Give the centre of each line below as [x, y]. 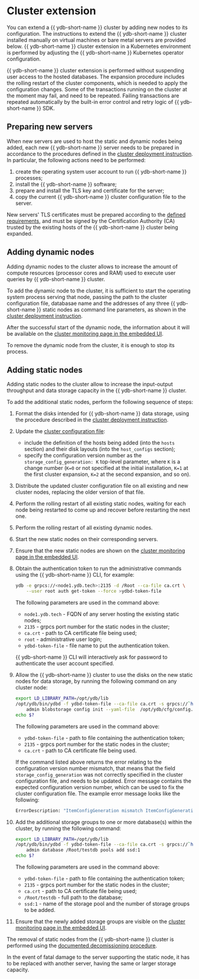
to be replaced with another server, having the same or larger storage [92, 963]
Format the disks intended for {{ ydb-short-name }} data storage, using [102, 414]
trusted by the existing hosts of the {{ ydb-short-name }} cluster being [92, 227]
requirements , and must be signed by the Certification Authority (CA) [91, 221]
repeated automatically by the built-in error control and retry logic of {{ [93, 101]
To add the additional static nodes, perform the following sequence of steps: [100, 402]
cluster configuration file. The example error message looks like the [98, 793]
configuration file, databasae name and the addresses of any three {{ [91, 303]
